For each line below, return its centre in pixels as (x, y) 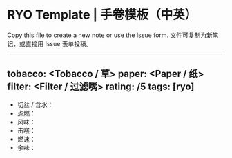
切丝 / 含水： (35, 104)
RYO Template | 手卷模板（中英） (102, 15)
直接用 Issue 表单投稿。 (59, 43)
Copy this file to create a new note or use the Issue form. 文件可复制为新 (110, 35)
